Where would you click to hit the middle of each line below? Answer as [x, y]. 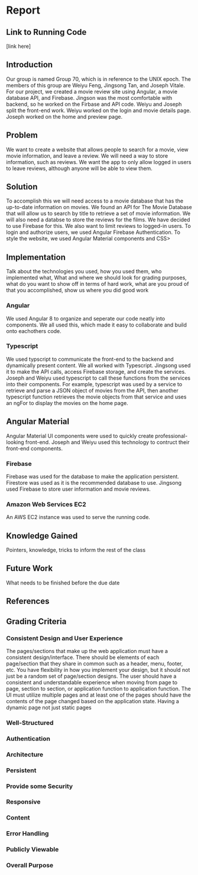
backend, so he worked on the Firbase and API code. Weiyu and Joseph [94, 104]
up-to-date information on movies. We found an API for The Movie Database [99, 207]
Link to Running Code [46, 32]
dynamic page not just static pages [49, 707]
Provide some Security [40, 786]
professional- [171, 436]
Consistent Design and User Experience [64, 638]
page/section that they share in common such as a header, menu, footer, [95, 663]
